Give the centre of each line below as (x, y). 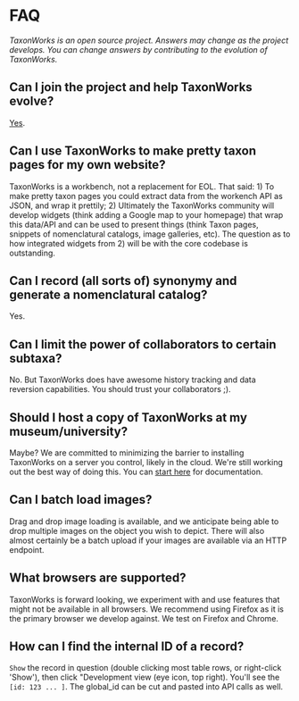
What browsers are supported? (98, 578)
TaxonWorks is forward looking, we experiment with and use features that (145, 599)
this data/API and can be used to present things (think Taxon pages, (134, 224)
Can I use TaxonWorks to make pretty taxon (133, 151)
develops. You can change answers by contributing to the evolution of (138, 49)
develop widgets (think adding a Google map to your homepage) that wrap (146, 214)
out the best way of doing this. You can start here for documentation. (136, 472)
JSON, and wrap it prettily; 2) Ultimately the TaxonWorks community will (142, 205)
